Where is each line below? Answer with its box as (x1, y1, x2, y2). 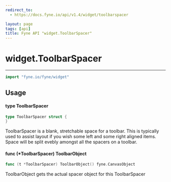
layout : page (5, 21, 33, 27)
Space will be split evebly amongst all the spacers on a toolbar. (5, 139, 137, 145)
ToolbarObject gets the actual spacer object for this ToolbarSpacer (5, 171, 146, 177)
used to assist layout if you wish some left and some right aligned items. (5, 134, 156, 140)
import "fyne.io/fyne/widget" (5, 74, 70, 80)
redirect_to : (5, 7, 33, 13)
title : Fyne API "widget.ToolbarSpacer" (5, 31, 93, 36)
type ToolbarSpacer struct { (5, 114, 67, 119)
